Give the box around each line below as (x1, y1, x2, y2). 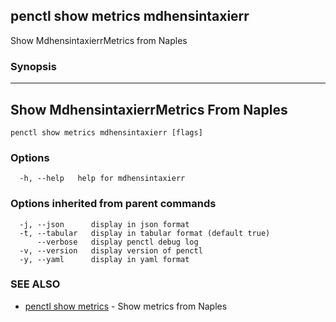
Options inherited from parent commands (10, 197, 217, 211)
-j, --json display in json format (19, 219, 190, 229)
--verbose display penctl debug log (36, 237, 199, 247)
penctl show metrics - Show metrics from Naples (24, 300, 228, 312)
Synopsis (10, 59, 57, 73)
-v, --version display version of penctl (19, 245, 203, 256)
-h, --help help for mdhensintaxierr (19, 174, 186, 184)
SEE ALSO (10, 277, 61, 291)
